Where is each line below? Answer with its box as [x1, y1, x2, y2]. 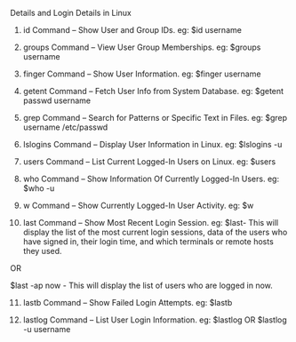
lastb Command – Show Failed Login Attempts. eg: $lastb [22, 298, 233, 307]
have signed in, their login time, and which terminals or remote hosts [22, 236, 274, 247]
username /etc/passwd [22, 122, 108, 132]
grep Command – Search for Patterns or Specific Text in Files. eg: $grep [22, 113, 288, 123]
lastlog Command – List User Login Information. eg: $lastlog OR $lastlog [22, 314, 287, 325]
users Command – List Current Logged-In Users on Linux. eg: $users [22, 156, 276, 167]
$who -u [22, 183, 55, 194]
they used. [22, 246, 62, 256]
